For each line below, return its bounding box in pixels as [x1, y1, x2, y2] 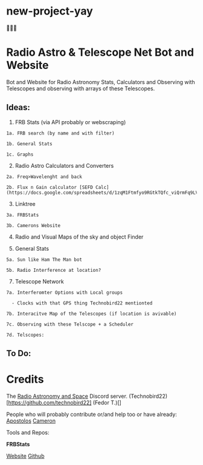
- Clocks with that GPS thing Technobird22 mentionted [11, 300, 153, 306]
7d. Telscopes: [6, 332, 45, 338]
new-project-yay [6, 4, 94, 18]
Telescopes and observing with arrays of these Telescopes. [6, 85, 155, 92]
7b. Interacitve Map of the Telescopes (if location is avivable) [6, 311, 177, 317]
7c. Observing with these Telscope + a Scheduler [6, 321, 134, 328]
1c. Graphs [6, 151, 34, 157]
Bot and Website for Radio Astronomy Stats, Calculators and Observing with [6, 78, 195, 85]
